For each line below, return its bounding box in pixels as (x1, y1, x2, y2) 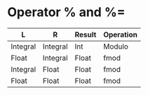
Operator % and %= (7, 4, 126, 20)
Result (74, 30, 97, 39)
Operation (102, 30, 138, 39)
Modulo (102, 42, 128, 51)
